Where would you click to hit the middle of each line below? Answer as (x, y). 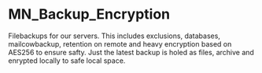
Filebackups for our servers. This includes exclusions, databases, (114, 36)
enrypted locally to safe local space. (67, 61)
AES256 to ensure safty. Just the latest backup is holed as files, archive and (131, 52)
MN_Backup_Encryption (89, 14)
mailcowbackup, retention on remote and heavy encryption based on (120, 43)
